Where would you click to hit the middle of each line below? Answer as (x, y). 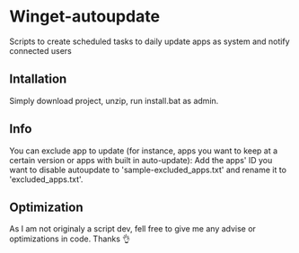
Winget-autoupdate (84, 17)
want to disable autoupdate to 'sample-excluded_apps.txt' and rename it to (148, 170)
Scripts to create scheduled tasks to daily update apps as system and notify (149, 41)
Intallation (38, 79)
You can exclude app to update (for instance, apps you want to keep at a (144, 151)
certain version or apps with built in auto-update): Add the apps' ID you (141, 160)
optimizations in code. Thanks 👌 (70, 239)
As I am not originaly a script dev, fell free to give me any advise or (132, 229)
